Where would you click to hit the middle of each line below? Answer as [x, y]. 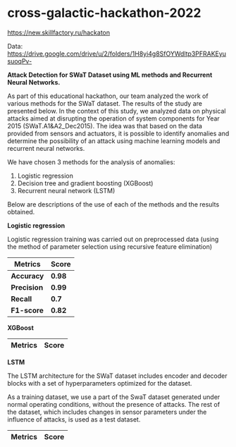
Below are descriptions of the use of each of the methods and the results [113, 204]
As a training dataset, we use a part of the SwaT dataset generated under [114, 397]
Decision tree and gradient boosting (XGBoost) [85, 183]
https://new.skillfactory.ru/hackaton [59, 32]
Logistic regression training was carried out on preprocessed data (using [113, 239]
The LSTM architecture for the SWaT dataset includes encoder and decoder [117, 376]
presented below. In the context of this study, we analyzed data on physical [117, 111]
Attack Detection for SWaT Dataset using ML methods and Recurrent [110, 75]
